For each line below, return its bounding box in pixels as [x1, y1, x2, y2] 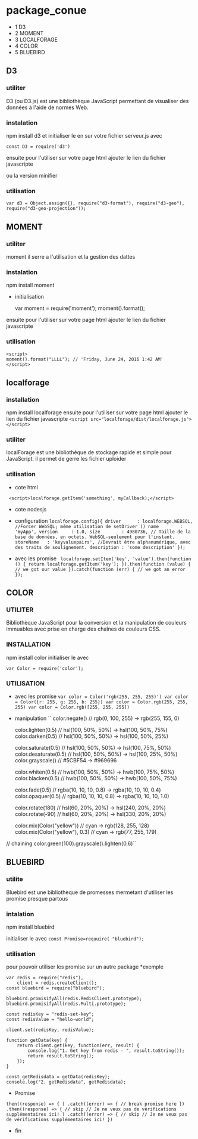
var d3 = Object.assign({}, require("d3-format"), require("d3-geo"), [6, 200, 185, 206]
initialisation [14, 293, 45, 300]
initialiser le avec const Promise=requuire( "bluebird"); [6, 935, 144, 942]
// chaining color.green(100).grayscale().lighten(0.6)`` [6, 840, 137, 847]
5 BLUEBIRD [14, 48, 45, 55]
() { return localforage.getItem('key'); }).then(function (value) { [14, 561, 191, 567]
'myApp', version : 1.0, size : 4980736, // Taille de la [14, 529, 191, 535]
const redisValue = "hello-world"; [6, 1017, 95, 1023]
